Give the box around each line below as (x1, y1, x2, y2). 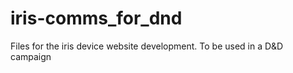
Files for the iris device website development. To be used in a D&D (10, 40, 284, 52)
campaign (10, 50, 52, 62)
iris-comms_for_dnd (10, 7, 183, 30)
